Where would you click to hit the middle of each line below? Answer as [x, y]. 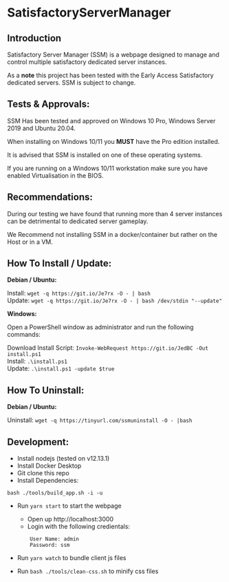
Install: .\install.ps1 [37, 361]
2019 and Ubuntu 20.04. [41, 128]
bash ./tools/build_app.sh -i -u [55, 493]
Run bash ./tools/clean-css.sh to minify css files [88, 571]
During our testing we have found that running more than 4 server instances [115, 214]
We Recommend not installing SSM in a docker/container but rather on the [112, 234]
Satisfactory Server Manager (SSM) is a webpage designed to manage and [113, 54]
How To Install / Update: [59, 263]
